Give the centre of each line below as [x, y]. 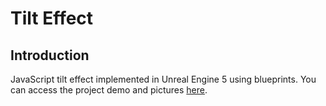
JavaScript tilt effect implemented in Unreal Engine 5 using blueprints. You [163, 79]
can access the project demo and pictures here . [109, 90]
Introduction [50, 55]
